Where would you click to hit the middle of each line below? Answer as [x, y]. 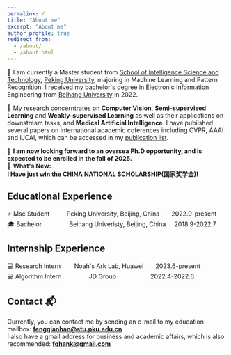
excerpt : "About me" [37, 26]
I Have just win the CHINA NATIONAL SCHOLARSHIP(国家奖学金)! [103, 174]
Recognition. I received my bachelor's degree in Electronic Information [108, 87]
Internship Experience [56, 249]
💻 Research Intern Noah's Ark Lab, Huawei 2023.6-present [104, 266]
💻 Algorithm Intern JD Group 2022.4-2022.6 [101, 276]
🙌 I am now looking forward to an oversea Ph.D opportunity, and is [105, 151]
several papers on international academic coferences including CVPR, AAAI [115, 130]
